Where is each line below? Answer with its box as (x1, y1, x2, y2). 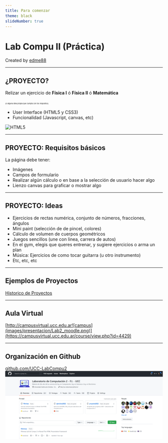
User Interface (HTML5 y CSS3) (12, 109, 78, 115)
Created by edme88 (5, 58, 46, 64)
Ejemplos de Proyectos (5, 277, 78, 285)
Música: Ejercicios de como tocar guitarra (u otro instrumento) (12, 252, 141, 258)
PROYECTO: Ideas (5, 202, 63, 210)
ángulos (12, 220, 29, 226)
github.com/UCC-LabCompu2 (5, 365, 67, 371)
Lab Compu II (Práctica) (5, 41, 105, 52)
